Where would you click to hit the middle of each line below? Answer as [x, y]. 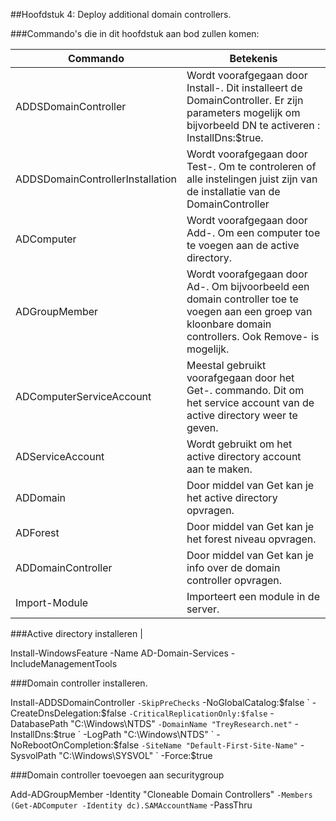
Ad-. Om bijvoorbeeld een [248, 286]
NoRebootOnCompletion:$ [65, 745]
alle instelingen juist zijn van [252, 179]
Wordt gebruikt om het [239, 444]
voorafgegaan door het [240, 377]
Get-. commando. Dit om [245, 390]
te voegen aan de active [243, 245]
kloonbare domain [229, 324]
